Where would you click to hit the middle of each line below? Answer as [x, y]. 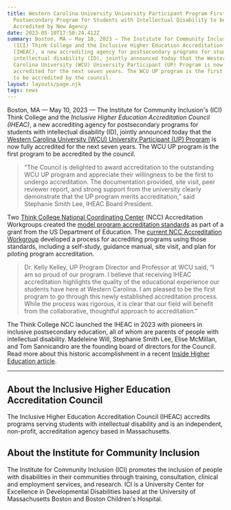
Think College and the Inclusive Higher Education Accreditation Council [109, 117]
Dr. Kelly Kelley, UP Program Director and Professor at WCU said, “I [119, 267]
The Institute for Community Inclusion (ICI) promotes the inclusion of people [115, 469]
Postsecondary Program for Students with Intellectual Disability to [115, 20]
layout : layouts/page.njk [44, 84]
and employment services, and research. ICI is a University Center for [106, 484]
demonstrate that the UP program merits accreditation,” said [109, 196]
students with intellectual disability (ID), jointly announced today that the [109, 132]
